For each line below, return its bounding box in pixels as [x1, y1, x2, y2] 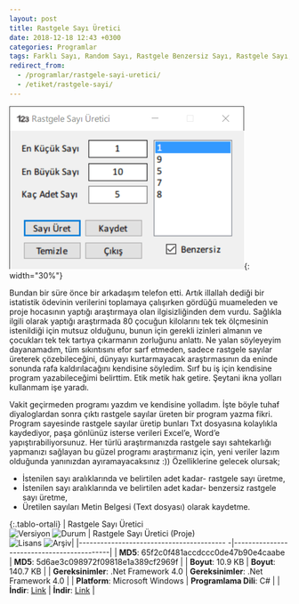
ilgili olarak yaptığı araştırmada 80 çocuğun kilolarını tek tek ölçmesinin [9, 316, 269, 326]
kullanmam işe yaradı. [9, 382, 89, 392]
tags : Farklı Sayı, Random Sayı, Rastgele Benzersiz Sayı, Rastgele [9, 52, 269, 61]
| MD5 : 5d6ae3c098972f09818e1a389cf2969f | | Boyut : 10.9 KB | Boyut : [9, 556, 276, 567]
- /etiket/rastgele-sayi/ [17, 80, 114, 89]
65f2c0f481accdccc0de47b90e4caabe [141, 547, 286, 558]
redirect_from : [9, 61, 66, 70]
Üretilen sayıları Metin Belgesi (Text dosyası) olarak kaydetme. [21, 501, 251, 511]
